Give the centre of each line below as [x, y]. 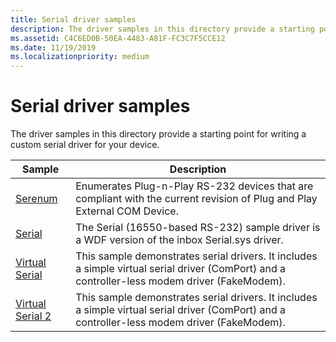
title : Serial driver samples [73, 19]
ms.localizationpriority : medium [80, 57]
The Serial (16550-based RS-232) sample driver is [198, 228]
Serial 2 [33, 316]
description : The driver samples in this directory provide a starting [162, 29]
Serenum [36, 199]
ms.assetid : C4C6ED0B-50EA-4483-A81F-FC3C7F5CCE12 [118, 38]
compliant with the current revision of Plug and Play [196, 199]
